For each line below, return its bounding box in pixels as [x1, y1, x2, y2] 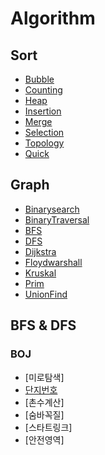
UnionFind [24, 288, 68, 300]
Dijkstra [24, 245, 57, 257]
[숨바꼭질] [24, 408, 65, 421]
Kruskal [24, 267, 57, 279]
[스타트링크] [24, 421, 73, 433]
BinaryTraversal [24, 213, 90, 226]
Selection [24, 127, 65, 138]
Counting [24, 84, 63, 96]
